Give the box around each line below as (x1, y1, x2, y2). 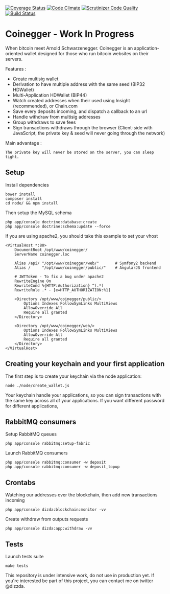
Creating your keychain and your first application (5, 359, 165, 368)
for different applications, (5, 403, 59, 409)
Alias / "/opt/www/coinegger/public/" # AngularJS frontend (14, 265, 161, 270)
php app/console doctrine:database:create (5, 219, 97, 224)
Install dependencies (5, 181, 50, 188)
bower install (5, 192, 36, 197)
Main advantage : (5, 140, 42, 146)
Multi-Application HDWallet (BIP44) (12, 92, 87, 98)
